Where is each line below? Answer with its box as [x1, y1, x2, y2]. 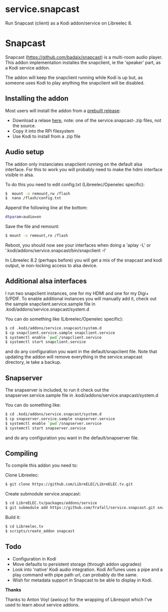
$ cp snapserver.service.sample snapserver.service [5, 416, 115, 421]
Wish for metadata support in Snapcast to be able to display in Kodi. [12, 577, 152, 583]
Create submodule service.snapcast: [5, 491, 81, 497]
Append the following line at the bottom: [5, 205, 88, 211]
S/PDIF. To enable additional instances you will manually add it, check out [5, 295, 156, 301]
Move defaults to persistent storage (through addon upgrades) [12, 561, 141, 567]
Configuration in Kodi [12, 555, 56, 561]
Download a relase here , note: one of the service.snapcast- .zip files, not [12, 117, 161, 123]
